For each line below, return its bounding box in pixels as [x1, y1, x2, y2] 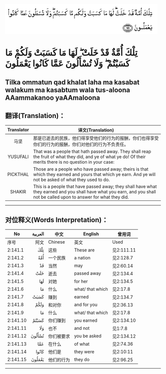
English [83, 231, 99, 237]
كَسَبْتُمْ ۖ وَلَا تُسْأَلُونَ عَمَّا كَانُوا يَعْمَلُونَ [5, 58, 130, 69]
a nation [74, 254, 90, 260]
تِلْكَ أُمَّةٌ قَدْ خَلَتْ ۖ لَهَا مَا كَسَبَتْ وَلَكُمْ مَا [5, 47, 138, 59]
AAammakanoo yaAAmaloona [5, 93, 100, 102]
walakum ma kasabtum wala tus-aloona [5, 86, 130, 94]
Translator [7, 127, 29, 133]
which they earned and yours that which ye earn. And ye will [33, 171, 156, 177]
